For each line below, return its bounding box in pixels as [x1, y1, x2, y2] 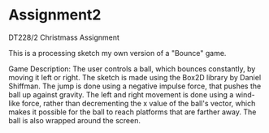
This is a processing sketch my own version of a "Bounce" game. [8, 48, 227, 58]
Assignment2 [8, 6, 102, 24]
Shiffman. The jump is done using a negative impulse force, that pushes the [8, 81, 262, 91]
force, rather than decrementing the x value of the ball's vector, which [21, 98, 256, 108]
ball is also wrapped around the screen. [8, 115, 141, 125]
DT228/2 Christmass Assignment [8, 32, 120, 42]
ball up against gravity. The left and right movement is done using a [8, 89, 234, 99]
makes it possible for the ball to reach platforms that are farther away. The [8, 107, 257, 117]
